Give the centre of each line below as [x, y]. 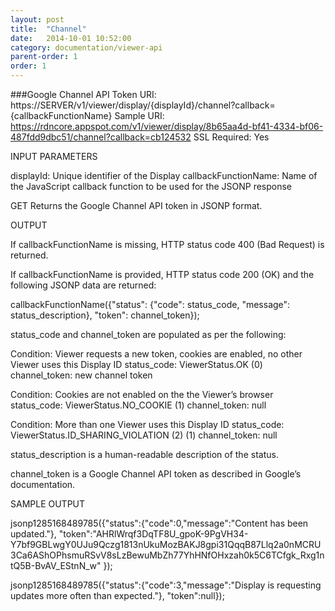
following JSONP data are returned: [83, 285]
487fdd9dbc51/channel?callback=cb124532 [101, 137]
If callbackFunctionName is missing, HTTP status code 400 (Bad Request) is [167, 244]
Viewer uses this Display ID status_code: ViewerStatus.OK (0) [136, 364]
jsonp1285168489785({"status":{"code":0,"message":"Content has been [159, 523]
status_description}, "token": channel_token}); [105, 315]
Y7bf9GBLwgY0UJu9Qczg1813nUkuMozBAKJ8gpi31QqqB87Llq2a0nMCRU [166, 544]
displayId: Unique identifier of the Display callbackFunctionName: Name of [164, 175]
